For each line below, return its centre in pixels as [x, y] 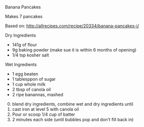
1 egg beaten [25, 74]
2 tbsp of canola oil [31, 89]
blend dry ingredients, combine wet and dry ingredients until [73, 104]
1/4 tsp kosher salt [31, 55]
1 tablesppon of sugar [34, 79]
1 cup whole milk [29, 84]
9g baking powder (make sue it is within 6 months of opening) [74, 50]
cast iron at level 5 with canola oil [45, 109]
